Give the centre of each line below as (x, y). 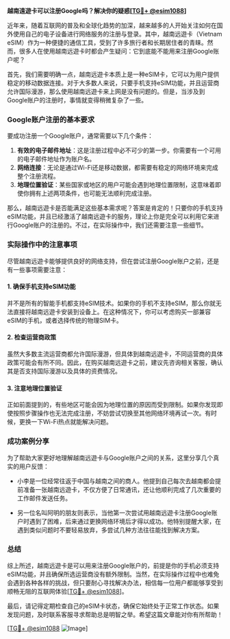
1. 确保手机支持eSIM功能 (42, 287)
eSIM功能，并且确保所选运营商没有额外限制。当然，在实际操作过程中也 (107, 574)
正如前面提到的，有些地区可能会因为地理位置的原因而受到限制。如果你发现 (112, 405)
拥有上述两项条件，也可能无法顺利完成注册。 (92, 193)
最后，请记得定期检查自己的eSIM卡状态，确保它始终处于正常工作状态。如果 (113, 606)
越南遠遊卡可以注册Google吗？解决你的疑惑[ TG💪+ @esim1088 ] (97, 11)
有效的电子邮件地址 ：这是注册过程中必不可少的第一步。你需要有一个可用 (119, 150)
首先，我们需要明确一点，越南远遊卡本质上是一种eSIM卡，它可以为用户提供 (113, 74)
